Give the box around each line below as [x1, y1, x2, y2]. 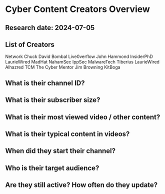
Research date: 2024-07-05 [5, 23, 95, 32]
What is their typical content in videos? [5, 129, 130, 138]
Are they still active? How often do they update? [5, 181, 158, 189]
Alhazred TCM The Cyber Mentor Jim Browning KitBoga [5, 64, 121, 70]
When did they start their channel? [5, 146, 116, 155]
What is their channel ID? [5, 78, 85, 87]
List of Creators [5, 40, 55, 48]
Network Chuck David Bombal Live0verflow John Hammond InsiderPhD [5, 53, 153, 59]
